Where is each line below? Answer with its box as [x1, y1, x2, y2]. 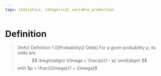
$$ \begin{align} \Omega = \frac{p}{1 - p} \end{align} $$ [31, 57, 147, 63]
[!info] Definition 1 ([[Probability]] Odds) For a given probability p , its [17, 45, 156, 51]
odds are [17, 50, 36, 55]
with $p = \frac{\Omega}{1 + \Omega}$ [17, 65, 98, 71]
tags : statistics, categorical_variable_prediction [5, 7, 114, 12]
